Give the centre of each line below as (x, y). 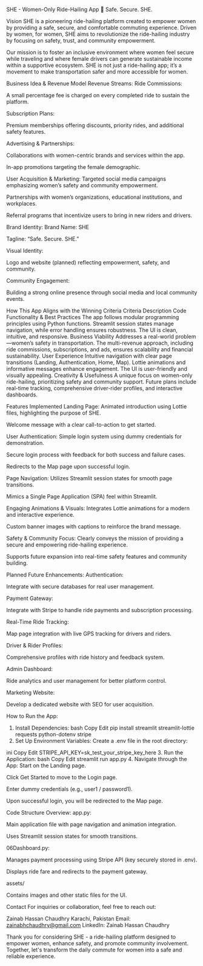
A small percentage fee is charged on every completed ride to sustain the (98, 95)
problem (186, 336)
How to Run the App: (32, 716)
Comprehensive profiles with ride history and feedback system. (85, 657)
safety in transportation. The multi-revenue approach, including (114, 343)
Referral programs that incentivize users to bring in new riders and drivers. (99, 215)
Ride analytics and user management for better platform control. (86, 681)
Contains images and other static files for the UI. (67, 895)
